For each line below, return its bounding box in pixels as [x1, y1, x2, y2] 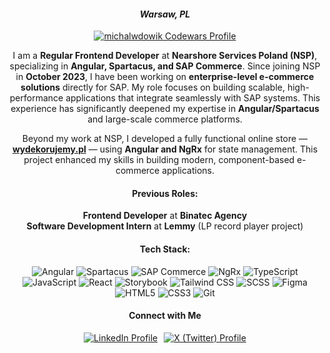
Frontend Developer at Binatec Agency [82, 210, 248, 222]
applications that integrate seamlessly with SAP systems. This [65, 92, 321, 104]
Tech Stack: [139, 243, 191, 255]
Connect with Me [128, 310, 202, 322]
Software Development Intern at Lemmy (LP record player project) [26, 220, 304, 232]
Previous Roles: [131, 187, 199, 199]
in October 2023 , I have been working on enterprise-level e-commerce [15, 71, 315, 83]
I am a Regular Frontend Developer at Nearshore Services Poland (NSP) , [12, 50, 318, 62]
